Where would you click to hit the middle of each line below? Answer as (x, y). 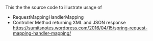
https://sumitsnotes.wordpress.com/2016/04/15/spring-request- (80, 28)
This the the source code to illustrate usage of (54, 7)
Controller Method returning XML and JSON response (69, 23)
